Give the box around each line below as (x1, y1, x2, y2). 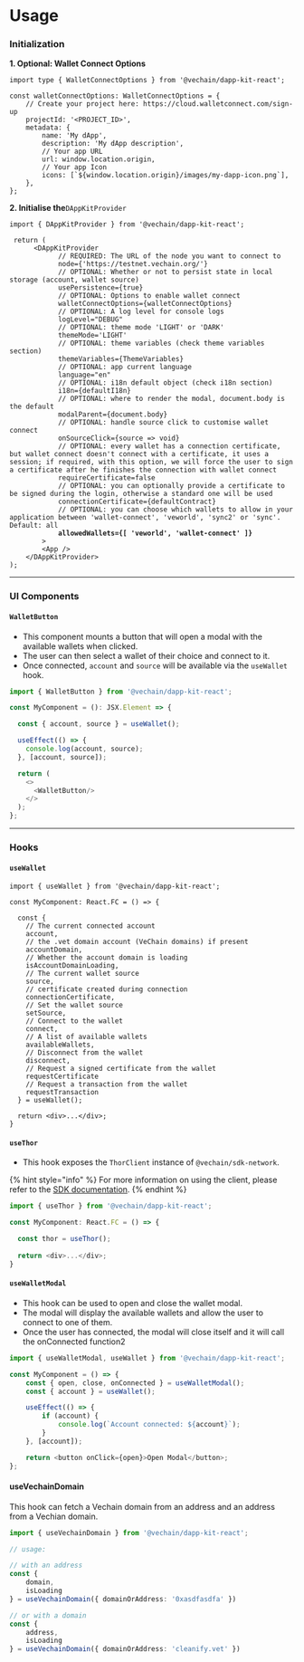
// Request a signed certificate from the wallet (25, 1065, 217, 1074)
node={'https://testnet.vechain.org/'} (57, 260, 208, 269)
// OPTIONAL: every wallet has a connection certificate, (57, 442, 281, 451)
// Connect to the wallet (25, 1017, 124, 1026)
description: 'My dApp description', (42, 139, 184, 148)
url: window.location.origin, (42, 155, 156, 164)
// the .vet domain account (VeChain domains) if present (25, 938, 249, 947)
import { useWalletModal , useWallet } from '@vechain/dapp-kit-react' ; (9, 1353, 285, 1362)
